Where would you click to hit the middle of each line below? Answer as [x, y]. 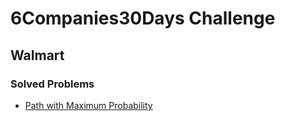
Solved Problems [52, 84]
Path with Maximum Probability [88, 105]
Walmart [37, 55]
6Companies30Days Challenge [143, 18]
